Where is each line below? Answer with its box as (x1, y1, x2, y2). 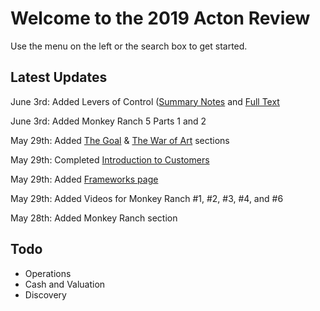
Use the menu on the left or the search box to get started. (10, 40, 248, 52)
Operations (24, 267, 72, 279)
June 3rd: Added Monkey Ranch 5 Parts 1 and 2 (10, 115, 207, 127)
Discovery (24, 288, 67, 301)
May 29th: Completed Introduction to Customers (10, 153, 210, 166)
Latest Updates (10, 69, 108, 86)
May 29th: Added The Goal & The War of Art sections (10, 134, 230, 146)
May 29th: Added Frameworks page (10, 173, 159, 185)
